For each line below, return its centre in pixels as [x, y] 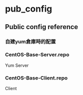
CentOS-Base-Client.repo [36, 78]
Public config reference [41, 27]
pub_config [29, 9]
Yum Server [17, 65]
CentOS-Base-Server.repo [37, 55]
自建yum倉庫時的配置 [31, 41]
